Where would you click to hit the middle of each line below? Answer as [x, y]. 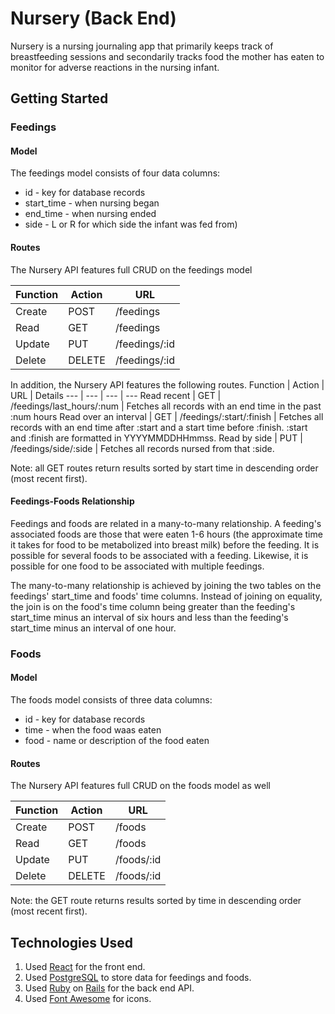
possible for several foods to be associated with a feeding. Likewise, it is [159, 555]
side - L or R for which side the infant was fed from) [131, 224]
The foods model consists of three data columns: [111, 699]
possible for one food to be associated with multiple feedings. [137, 566]
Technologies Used [71, 942]
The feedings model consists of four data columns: [115, 173]
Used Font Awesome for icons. [88, 998]
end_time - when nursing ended [90, 214]
